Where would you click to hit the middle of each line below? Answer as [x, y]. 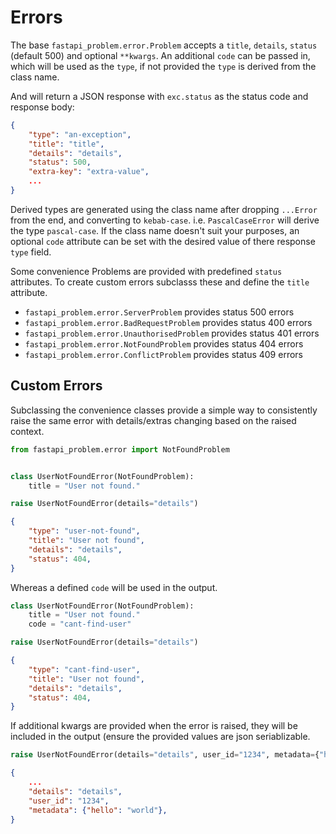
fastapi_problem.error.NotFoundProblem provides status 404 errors [164, 343]
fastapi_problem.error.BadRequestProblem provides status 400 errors [168, 322]
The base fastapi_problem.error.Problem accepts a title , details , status [164, 45]
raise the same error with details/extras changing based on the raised [153, 420]
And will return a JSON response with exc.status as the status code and [159, 96]
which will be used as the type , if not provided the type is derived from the [163, 66]
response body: [42, 107]
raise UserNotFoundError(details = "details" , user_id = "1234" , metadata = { [165, 755]
